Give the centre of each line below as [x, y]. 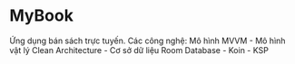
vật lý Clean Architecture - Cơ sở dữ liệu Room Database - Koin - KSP [139, 50]
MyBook [42, 16]
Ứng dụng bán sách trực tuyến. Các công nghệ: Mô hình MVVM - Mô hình [147, 41]
